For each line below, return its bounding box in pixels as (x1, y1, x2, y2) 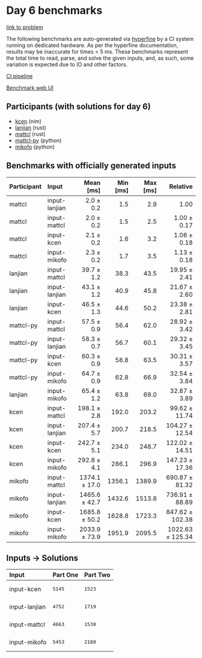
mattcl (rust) (14, 130, 46, 137)
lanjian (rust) (14, 124, 46, 131)
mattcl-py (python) (14, 137, 62, 144)
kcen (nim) (14, 117, 42, 125)
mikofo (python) (14, 143, 55, 151)
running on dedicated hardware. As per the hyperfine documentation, (6, 42, 179, 49)
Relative (169, 182, 193, 190)
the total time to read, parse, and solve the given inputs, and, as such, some (6, 54, 194, 61)
